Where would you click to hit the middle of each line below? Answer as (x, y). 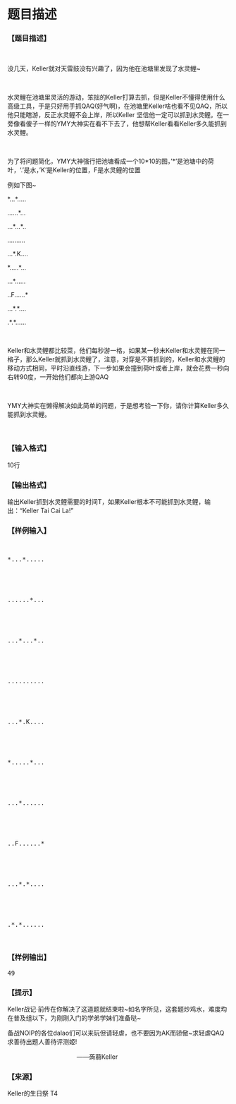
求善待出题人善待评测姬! (42, 1041)
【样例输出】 (29, 957)
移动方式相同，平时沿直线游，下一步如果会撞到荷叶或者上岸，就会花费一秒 (115, 368)
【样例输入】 (29, 530)
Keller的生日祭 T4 (33, 1093)
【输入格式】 (29, 448)
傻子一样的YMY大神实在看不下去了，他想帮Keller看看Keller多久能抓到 (126, 124)
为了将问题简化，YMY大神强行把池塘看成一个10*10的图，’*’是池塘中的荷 (111, 161)
